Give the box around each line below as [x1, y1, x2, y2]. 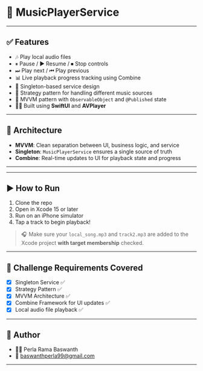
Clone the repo [14, 199, 53, 207]
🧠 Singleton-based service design [14, 82, 100, 90]
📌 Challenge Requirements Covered [6, 262, 143, 273]
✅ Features [6, 37, 50, 47]
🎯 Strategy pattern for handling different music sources [14, 89, 153, 96]
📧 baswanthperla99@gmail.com [14, 352, 95, 359]
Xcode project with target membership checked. [21, 239, 144, 247]
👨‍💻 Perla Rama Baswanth [14, 346, 79, 353]
